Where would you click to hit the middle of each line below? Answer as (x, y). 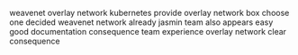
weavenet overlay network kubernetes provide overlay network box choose (149, 13)
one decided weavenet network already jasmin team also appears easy (141, 22)
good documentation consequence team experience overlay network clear (148, 31)
